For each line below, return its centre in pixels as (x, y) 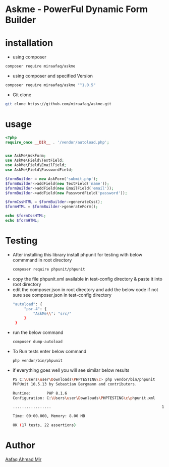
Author (20, 446)
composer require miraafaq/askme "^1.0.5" (50, 85)
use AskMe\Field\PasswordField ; (39, 170)
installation (29, 43)
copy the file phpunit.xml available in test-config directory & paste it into (87, 279)
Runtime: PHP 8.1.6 (40, 393)
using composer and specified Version (53, 76)
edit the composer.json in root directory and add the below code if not (85, 289)
